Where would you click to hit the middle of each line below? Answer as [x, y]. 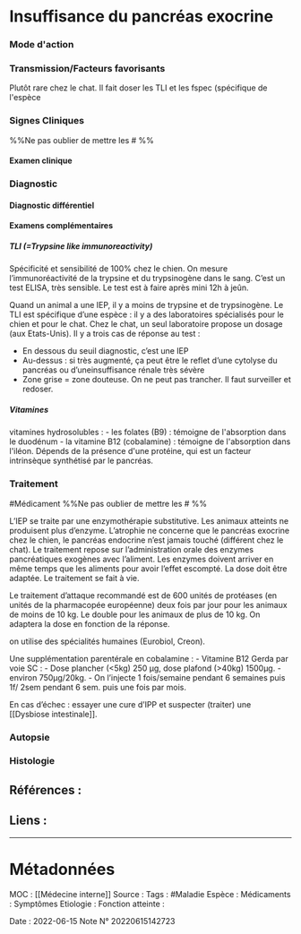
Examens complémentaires [61, 226]
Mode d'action [42, 45]
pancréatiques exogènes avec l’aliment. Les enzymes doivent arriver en [142, 559]
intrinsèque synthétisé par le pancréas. [82, 461]
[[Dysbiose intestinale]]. [53, 714]
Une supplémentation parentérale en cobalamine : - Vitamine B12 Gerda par [149, 658]
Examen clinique [41, 161]
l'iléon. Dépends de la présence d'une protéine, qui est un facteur [130, 451]
